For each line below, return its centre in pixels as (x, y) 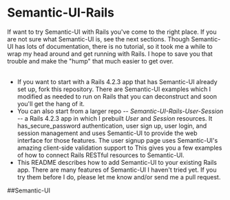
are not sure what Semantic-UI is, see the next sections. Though (98, 39)
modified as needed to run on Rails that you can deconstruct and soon (117, 96)
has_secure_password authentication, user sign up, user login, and (112, 126)
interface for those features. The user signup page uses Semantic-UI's (117, 140)
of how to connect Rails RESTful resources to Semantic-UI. (101, 155)
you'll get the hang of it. (51, 103)
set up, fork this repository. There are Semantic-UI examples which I (114, 89)
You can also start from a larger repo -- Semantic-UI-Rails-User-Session (120, 111)
